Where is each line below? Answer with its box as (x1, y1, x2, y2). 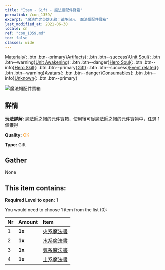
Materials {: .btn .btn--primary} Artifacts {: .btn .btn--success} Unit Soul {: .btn (5, 54, 161, 60)
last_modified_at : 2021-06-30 (5, 21, 68, 27)
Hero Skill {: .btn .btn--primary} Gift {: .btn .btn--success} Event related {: (14, 64, 160, 70)
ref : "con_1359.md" (5, 31, 46, 36)
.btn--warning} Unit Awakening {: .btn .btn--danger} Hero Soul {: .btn (5, 59, 143, 65)
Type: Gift (5, 141, 26, 148)
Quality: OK (5, 132, 30, 138)
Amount (18, 219, 38, 226)
